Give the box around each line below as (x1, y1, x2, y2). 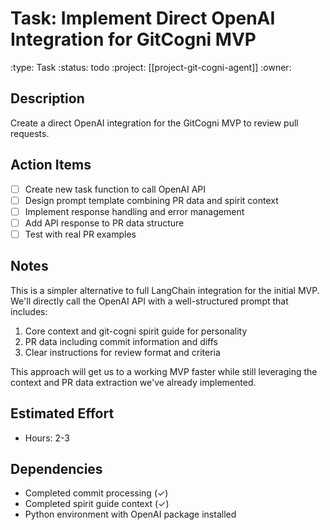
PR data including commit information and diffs (24, 335, 218, 347)
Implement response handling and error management (24, 205, 245, 217)
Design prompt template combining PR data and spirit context (24, 194, 279, 206)
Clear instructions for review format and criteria (24, 346, 221, 358)
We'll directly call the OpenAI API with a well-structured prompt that (10, 295, 289, 307)
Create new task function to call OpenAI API (24, 183, 207, 195)
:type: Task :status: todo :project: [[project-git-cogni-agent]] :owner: (10, 61, 292, 73)
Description (10, 90, 85, 107)
